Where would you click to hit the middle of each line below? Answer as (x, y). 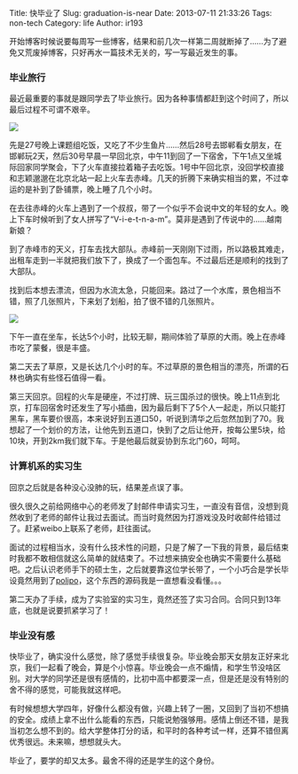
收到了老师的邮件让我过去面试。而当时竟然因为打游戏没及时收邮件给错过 (149, 517)
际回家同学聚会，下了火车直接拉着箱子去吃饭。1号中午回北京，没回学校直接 (147, 168)
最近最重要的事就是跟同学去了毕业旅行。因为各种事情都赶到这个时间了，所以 (149, 98)
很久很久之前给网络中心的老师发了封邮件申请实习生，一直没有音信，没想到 (145, 506)
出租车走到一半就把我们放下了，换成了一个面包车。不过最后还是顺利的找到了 (149, 261)
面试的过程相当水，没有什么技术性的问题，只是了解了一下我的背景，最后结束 (149, 547)
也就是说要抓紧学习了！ (67, 610)
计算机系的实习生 (46, 466)
